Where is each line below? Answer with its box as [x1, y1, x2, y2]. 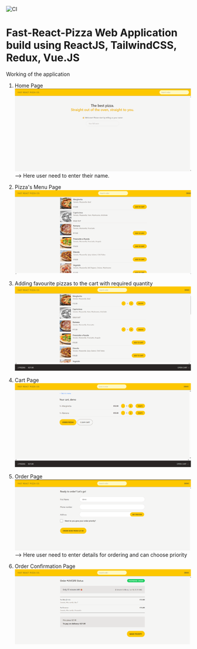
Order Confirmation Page [14, 563, 76, 570]
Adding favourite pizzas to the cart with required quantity [14, 279, 153, 287]
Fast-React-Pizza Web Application [6, 26, 178, 39]
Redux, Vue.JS [6, 51, 80, 65]
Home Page [14, 82, 43, 89]
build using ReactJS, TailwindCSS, [6, 39, 177, 52]
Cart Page [14, 377, 39, 384]
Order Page [14, 473, 43, 480]
